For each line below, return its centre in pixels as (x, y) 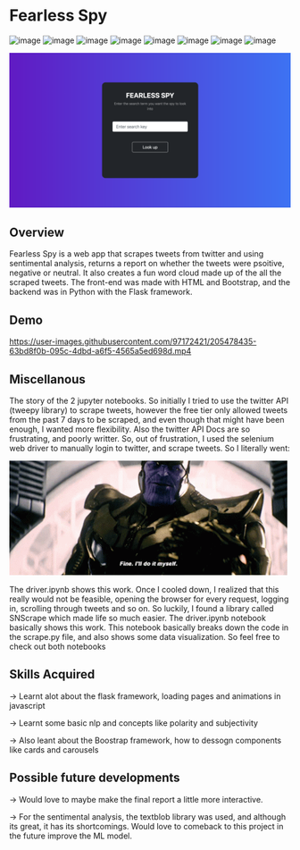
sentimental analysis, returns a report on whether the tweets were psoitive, (147, 264)
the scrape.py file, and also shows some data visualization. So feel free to (145, 636)
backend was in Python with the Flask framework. (101, 292)
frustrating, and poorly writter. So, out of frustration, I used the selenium (142, 438)
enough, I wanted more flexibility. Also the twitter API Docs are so (130, 429)
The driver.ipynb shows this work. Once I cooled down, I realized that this (144, 589)
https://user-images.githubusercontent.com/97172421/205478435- (133, 341)
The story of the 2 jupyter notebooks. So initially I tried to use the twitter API (149, 400)
